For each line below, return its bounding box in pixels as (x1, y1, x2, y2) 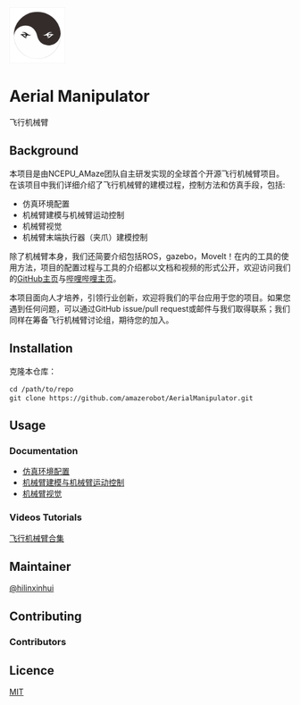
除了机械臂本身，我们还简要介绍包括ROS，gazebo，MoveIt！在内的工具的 (9, 250, 281, 261)
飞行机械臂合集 (9, 533, 64, 543)
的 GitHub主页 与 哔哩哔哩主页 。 (9, 273, 121, 283)
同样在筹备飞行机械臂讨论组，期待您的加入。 (9, 315, 174, 325)
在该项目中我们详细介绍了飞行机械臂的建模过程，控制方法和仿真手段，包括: (9, 179, 286, 189)
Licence (9, 663, 55, 678)
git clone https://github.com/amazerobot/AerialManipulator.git (9, 393, 254, 403)
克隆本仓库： (9, 365, 56, 376)
